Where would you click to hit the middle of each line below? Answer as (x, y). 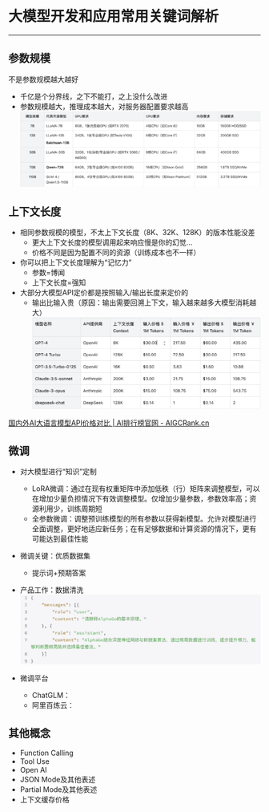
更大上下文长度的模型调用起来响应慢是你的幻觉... (112, 242)
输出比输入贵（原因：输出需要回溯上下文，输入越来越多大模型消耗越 (144, 302)
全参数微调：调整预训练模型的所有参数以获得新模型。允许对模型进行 (144, 519)
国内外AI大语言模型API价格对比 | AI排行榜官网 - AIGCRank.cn (109, 423)
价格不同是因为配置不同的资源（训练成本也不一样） (116, 253)
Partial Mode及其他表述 (58, 790)
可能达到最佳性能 (60, 539)
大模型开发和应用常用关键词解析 (114, 16)
